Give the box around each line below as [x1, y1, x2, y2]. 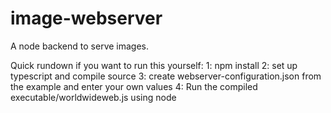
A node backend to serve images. [10, 40, 150, 52]
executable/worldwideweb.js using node [10, 91, 177, 103]
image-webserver [10, 7, 163, 30]
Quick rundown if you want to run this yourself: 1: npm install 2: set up [10, 59, 298, 71]
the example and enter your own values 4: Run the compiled [10, 80, 258, 92]
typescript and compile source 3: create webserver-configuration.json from [10, 70, 322, 82]
